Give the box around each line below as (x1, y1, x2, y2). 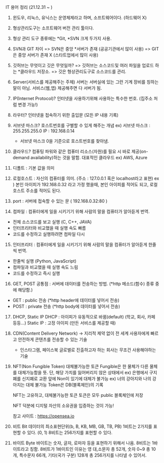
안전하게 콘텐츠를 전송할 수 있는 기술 (18, 337, 88, 342)
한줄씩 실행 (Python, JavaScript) (12, 258, 77, 264)
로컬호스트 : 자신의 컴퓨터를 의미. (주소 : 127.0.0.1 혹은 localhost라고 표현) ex (12, 175, 160, 181)
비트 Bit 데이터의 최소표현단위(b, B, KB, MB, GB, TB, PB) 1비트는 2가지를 (12, 423, 152, 429)
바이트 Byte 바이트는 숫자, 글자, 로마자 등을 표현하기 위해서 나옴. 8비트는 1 (12, 440, 154, 446)
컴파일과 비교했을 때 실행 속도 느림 (12, 264, 78, 270)
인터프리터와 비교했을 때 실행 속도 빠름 (12, 225, 86, 231)
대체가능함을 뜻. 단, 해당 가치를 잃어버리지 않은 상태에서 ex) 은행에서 (18, 369, 148, 375)
